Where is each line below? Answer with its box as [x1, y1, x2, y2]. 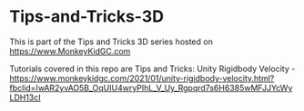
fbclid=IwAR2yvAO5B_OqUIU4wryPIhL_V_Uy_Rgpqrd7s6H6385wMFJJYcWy [9, 82, 293, 93]
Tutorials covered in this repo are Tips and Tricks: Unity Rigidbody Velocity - [9, 63, 296, 74]
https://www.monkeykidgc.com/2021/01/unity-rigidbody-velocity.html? [9, 72, 275, 83]
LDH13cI [9, 92, 41, 103]
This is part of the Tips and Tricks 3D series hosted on [9, 36, 214, 47]
